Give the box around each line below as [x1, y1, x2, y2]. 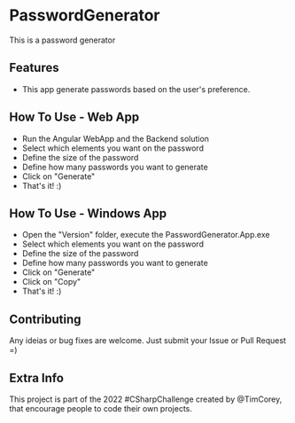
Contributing [9, 311, 82, 326]
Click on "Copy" [21, 277, 82, 287]
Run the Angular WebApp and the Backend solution [21, 133, 210, 144]
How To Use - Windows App [9, 206, 167, 221]
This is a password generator [9, 35, 116, 45]
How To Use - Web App [9, 110, 140, 125]
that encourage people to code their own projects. [9, 403, 193, 413]
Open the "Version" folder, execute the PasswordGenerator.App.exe [21, 230, 270, 240]
